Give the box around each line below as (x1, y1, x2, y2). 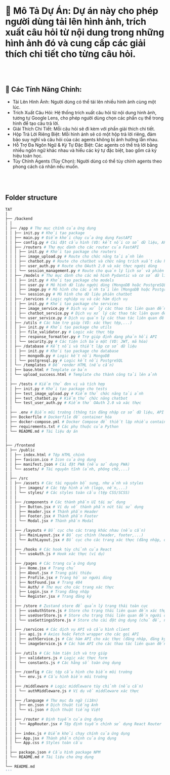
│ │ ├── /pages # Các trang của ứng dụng (5, 561, 96, 566)
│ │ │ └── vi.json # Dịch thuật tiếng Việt (5, 707, 101, 713)
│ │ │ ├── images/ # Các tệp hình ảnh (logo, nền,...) (5, 486, 128, 491)
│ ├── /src (5, 476, 28, 481)
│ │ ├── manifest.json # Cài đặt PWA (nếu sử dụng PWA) (5, 462, 130, 467)
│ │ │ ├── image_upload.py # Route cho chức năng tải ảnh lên (5, 254, 144, 259)
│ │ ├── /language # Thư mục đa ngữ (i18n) (5, 698, 99, 703)
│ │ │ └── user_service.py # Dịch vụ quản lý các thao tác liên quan (5, 315, 157, 320)
